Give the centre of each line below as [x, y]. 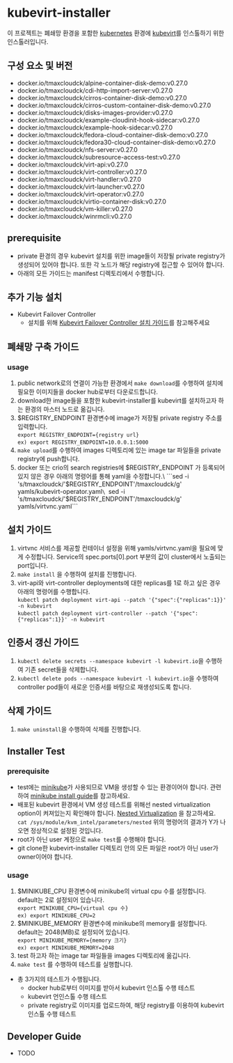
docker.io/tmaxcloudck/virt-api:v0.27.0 [73, 164]
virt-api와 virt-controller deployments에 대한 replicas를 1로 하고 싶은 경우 [119, 582]
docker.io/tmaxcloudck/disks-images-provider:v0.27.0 [95, 112]
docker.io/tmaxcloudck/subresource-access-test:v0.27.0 [99, 157]
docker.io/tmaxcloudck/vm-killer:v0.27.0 [75, 209]
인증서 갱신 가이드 [43, 643]
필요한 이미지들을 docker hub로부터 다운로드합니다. [88, 392]
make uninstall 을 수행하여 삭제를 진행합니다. [79, 729]
